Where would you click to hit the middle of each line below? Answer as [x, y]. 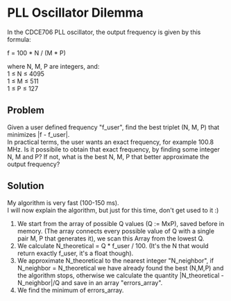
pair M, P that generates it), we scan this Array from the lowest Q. [111, 238]
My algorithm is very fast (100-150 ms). [63, 202]
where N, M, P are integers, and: [53, 66]
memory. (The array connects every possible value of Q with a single [116, 231]
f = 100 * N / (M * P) [36, 53]
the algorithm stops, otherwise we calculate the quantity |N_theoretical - [120, 275]
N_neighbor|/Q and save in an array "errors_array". [90, 282]
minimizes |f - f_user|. [38, 134]
